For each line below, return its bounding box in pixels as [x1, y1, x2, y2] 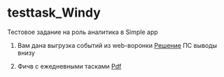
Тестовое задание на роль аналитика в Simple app [7, 28, 159, 36]
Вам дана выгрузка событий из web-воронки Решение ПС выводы [17, 41, 218, 49]
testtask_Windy [7, 5, 101, 21]
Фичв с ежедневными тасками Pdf [17, 62, 122, 70]
